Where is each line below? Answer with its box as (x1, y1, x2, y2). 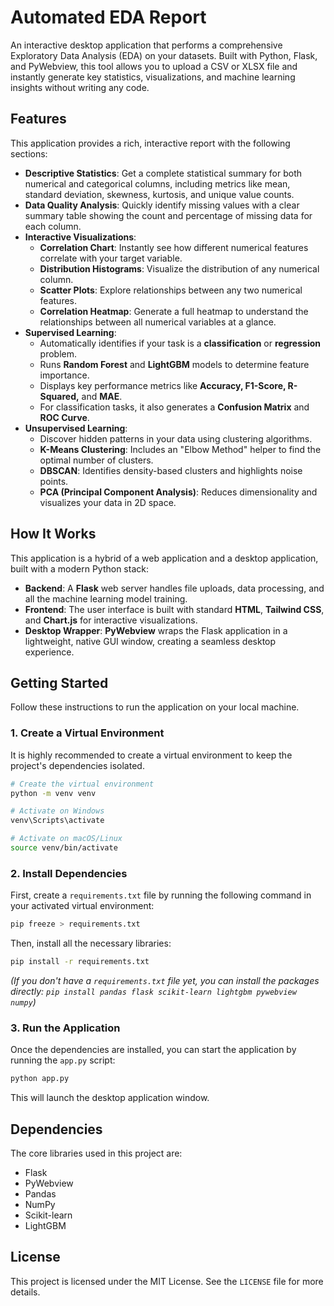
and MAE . (81, 390, 123, 402)
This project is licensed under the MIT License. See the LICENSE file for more (10, 1275, 324, 1287)
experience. (24, 646, 75, 658)
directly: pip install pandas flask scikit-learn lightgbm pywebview (10, 985, 297, 997)
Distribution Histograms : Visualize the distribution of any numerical (39, 262, 320, 275)
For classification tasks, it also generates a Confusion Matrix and (39, 401, 310, 413)
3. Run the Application (10, 1021, 121, 1035)
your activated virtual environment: (10, 900, 155, 912)
